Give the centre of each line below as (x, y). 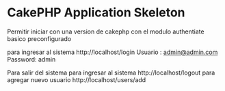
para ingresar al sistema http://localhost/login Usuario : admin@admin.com (112, 52)
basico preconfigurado (39, 38)
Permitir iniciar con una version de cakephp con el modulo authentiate (106, 31)
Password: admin (31, 59)
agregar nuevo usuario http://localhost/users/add (77, 79)
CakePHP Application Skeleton (96, 13)
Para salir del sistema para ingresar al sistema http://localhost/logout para (111, 73)
